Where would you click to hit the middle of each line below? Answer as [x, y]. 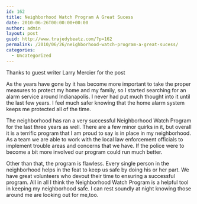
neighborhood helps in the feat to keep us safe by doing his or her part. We [98, 170]
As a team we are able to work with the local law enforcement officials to [95, 139]
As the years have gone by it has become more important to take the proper [98, 84]
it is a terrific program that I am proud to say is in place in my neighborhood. [98, 133]
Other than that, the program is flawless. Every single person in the [88, 163]
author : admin [24, 28]
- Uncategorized [31, 56]
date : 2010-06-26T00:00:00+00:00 [47, 22]
